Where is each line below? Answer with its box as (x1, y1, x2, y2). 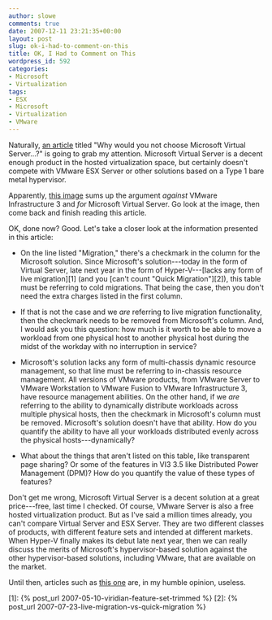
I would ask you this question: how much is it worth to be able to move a (19, 324, 262, 334)
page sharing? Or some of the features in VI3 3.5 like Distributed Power (19, 459, 259, 469)
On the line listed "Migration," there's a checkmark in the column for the (19, 247, 261, 257)
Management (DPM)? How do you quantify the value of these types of (19, 468, 256, 478)
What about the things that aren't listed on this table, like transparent (19, 451, 250, 461)
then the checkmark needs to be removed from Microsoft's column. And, (19, 315, 265, 325)
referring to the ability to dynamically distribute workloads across (19, 400, 239, 410)
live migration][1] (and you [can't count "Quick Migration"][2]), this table (19, 273, 261, 283)
